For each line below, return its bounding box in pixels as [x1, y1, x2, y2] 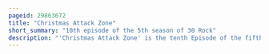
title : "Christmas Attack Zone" [8, 19, 116, 27]
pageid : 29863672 [8, 11, 66, 20]
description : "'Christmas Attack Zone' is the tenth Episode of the [8, 33, 242, 42]
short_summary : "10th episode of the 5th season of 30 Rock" [8, 26, 217, 34]
